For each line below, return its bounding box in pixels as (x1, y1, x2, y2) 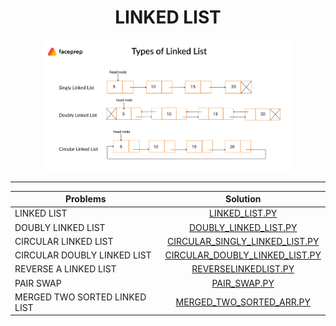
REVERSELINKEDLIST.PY (191, 263, 295, 275)
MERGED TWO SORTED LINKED (14, 291, 147, 303)
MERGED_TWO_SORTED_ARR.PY (175, 296, 311, 308)
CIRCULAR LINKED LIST (14, 235, 114, 247)
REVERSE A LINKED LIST (14, 263, 117, 275)
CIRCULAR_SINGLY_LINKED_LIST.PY (167, 235, 320, 247)
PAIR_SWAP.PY (211, 277, 275, 289)
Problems (64, 193, 107, 205)
